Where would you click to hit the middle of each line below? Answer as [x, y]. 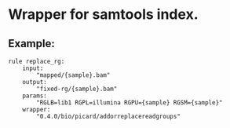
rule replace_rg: [37, 61]
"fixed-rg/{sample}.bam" [77, 89]
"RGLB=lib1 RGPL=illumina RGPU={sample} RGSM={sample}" [130, 103]
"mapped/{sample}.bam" [73, 75]
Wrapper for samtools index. [103, 15]
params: [35, 96]
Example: [31, 44]
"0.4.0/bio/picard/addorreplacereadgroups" [108, 116]
